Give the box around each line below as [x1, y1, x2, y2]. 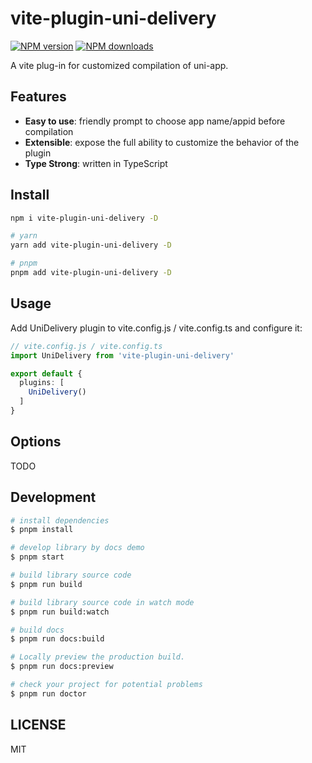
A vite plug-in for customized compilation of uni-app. [10, 59, 229, 71]
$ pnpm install [10, 525, 74, 535]
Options [10, 433, 62, 451]
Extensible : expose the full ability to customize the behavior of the [24, 136, 300, 148]
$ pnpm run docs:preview [10, 662, 114, 672]
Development [10, 489, 97, 506]
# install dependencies [10, 515, 110, 526]
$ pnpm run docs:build [10, 634, 105, 644]
